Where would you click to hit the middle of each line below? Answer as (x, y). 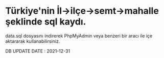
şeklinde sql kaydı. (46, 22)
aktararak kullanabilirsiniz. (33, 41)
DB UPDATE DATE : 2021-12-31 (38, 51)
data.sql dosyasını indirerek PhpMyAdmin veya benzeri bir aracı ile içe (79, 36)
